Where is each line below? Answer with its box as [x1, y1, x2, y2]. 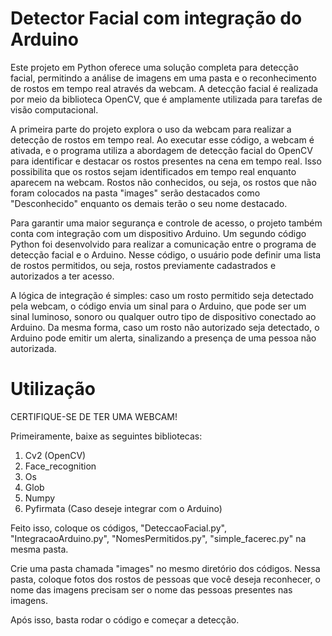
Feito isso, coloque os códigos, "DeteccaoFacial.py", [10, 522, 227, 534]
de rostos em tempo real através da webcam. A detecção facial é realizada [10, 82, 319, 94]
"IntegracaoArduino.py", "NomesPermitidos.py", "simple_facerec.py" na [10, 532, 307, 544]
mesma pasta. [10, 543, 69, 555]
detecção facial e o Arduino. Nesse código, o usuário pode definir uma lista [10, 248, 322, 261]
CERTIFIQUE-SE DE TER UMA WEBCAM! [10, 410, 178, 422]
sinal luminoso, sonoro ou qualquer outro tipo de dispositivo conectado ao [10, 310, 317, 322]
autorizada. [10, 342, 57, 354]
